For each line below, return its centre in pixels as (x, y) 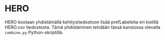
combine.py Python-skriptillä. (34, 32)
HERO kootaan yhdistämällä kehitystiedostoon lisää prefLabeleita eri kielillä (82, 22)
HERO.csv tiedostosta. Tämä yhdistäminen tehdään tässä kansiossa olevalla (82, 27)
